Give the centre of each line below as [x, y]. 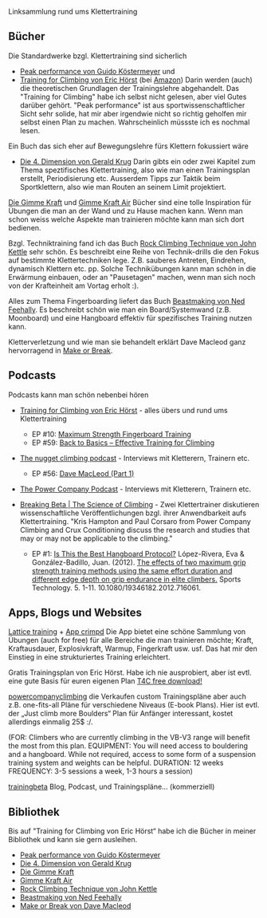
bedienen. [25, 227]
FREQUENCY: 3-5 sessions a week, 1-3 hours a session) [101, 771]
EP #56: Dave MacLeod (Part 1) [83, 473]
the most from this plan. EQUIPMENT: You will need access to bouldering [128, 746]
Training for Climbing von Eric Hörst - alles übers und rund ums [124, 410]
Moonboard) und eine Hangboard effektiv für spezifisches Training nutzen [130, 317]
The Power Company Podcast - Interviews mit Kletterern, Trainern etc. [135, 489]
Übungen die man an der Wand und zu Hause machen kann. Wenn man [126, 211]
